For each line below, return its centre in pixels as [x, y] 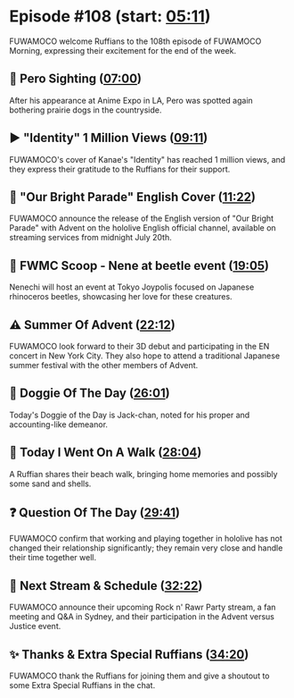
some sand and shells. [50, 484]
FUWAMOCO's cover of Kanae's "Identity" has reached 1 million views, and [147, 159]
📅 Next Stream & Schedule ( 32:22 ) [106, 586]
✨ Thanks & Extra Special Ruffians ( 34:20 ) [129, 654]
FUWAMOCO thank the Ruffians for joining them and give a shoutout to [139, 676]
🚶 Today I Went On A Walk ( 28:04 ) [106, 453]
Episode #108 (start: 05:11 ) [110, 17]
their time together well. [53, 558]
